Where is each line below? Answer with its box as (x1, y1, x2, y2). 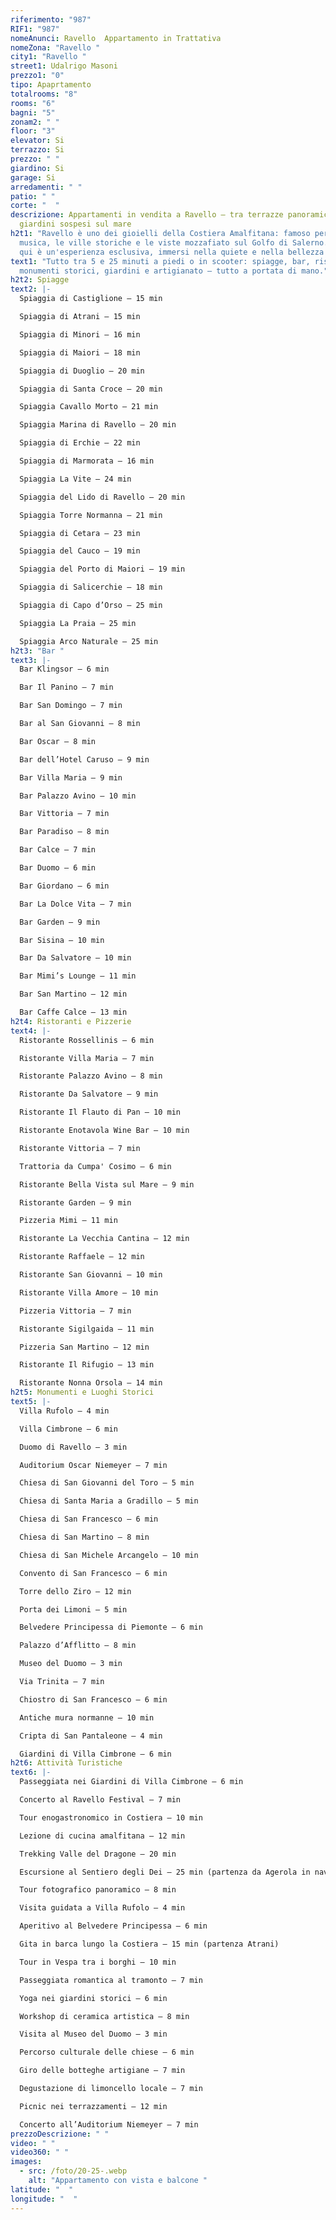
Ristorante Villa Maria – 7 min (19, 1053, 155, 1063)
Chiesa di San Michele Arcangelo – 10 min (19, 1550, 199, 1560)
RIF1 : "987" (10, 24, 60, 34)
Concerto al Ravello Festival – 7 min (19, 1795, 182, 1805)
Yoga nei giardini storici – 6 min (19, 1993, 168, 2003)
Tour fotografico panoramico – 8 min (19, 1885, 177, 1895)
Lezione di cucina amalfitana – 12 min (19, 1831, 186, 1841)
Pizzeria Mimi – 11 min (19, 1216, 118, 1226)
